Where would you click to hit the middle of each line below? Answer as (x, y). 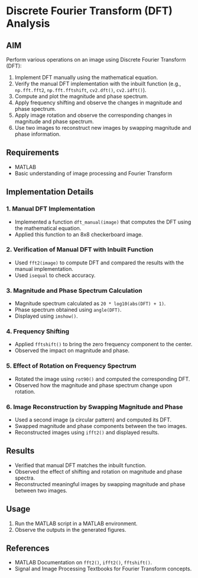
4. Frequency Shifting (38, 331)
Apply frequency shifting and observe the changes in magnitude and (98, 103)
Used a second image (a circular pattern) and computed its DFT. (93, 420)
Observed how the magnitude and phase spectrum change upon (93, 385)
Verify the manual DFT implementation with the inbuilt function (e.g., (98, 84)
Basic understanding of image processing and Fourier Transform (93, 173)
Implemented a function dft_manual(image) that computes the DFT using (103, 222)
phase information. (38, 134)
